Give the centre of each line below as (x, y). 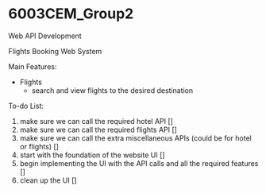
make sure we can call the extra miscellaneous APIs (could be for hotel (135, 138)
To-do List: (26, 106)
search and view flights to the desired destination (112, 90)
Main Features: (33, 66)
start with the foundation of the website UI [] (92, 155)
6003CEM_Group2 (71, 14)
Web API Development (45, 36)
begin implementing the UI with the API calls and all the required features (139, 163)
